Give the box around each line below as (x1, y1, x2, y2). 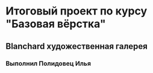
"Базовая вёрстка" (5, 17, 106, 31)
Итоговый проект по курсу (5, 4, 148, 18)
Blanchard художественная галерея (5, 41, 148, 51)
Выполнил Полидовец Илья (5, 59, 92, 68)
